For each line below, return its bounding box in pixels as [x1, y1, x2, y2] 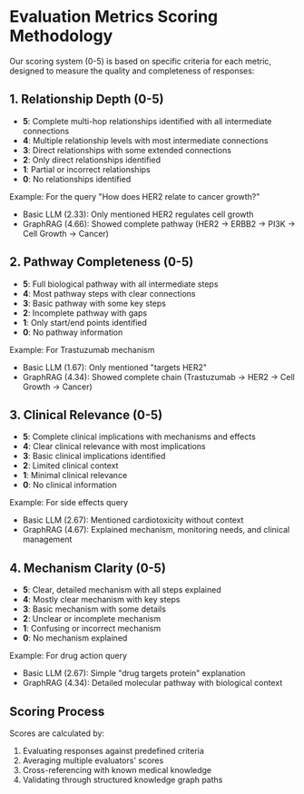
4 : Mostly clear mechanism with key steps [22, 594, 181, 605]
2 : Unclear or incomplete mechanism [22, 613, 162, 624]
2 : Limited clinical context [22, 460, 119, 471]
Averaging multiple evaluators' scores [22, 755, 164, 766]
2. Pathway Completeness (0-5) [9, 254, 194, 270]
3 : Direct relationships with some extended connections [22, 144, 231, 155]
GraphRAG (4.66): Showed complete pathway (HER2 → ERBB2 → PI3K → [22, 218, 296, 229]
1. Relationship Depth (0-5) [9, 92, 164, 107]
